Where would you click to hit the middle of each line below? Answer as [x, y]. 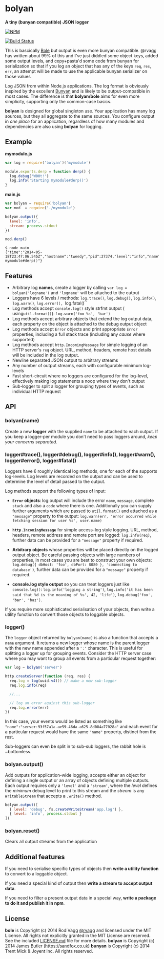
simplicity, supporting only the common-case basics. [58, 101]
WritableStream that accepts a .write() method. [54, 796]
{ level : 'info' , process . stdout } [46, 814]
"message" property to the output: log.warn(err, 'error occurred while [84, 516]
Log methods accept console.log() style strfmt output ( [68, 308]
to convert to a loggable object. [37, 874]
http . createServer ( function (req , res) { [48, 676]
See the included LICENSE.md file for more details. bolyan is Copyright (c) [80, 941]
